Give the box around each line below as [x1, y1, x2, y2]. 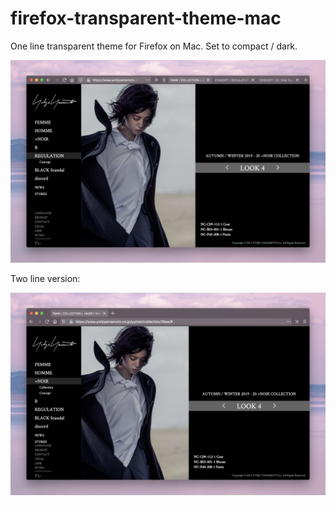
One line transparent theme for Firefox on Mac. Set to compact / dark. [10, 40, 298, 52]
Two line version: [10, 272, 81, 284]
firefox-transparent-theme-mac [10, 7, 282, 30]
